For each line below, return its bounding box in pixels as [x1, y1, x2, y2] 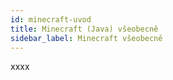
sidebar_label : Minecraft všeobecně [10, 33, 163, 43]
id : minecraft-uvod [10, 14, 92, 25]
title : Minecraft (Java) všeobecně [10, 24, 159, 34]
